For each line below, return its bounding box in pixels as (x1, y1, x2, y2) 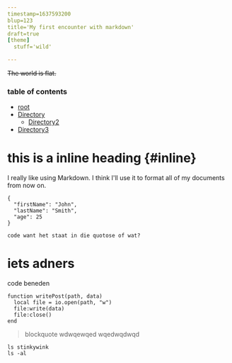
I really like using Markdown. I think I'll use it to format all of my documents (7, 174, 225, 182)
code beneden (7, 279, 50, 288)
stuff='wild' (13, 43, 52, 50)
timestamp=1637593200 (7, 10, 71, 18)
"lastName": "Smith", (13, 207, 78, 215)
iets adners (7, 256, 75, 272)
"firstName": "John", (13, 201, 78, 208)
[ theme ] (7, 37, 30, 44)
